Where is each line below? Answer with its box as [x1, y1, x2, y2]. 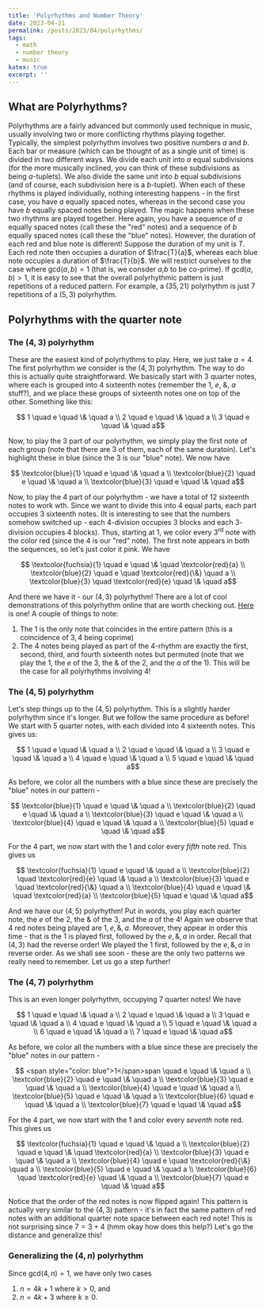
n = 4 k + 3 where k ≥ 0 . [19, 1292, 98, 1302]
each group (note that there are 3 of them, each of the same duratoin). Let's [8, 445, 256, 454]
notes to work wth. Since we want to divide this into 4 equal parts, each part [8, 501, 257, 511]
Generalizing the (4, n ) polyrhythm [8, 1250, 144, 1261]
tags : [8, 33, 26, 42]
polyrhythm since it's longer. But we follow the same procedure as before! [8, 712, 249, 723]
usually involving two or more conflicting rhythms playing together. [8, 129, 226, 139]
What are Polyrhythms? [8, 100, 128, 114]
